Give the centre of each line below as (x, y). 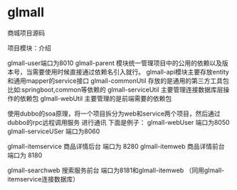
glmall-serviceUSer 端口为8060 (54, 131)
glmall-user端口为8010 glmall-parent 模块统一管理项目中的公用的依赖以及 (115, 63)
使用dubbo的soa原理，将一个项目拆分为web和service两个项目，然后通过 (114, 113)
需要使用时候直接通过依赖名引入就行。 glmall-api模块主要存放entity (131, 72)
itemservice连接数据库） (43, 179)
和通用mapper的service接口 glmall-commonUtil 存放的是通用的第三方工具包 (118, 80)
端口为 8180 (25, 155)
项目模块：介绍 (29, 47)
